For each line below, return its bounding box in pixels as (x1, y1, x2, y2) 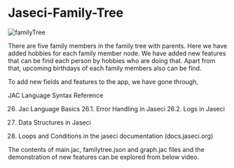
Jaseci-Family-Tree (8, 5, 124, 21)
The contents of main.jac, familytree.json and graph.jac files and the (8, 145, 205, 153)
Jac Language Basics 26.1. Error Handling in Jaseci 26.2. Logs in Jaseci (18, 104, 225, 113)
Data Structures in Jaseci (18, 118, 92, 127)
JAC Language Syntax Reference (8, 91, 104, 99)
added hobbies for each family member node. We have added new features (8, 49, 226, 57)
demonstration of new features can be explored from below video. (8, 153, 200, 161)
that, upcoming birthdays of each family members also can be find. (8, 64, 202, 72)
